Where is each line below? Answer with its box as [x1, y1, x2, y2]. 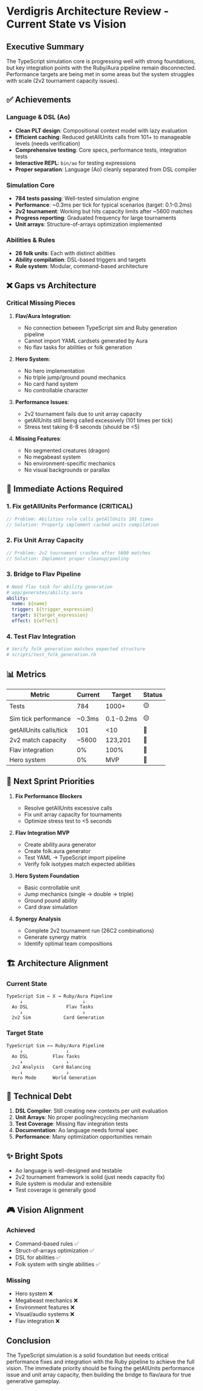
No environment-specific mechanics [24, 459, 115, 467]
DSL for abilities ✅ [15, 1253, 61, 1261]
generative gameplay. [6, 1377, 61, 1384]
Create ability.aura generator [24, 841, 96, 848]
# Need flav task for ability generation [6, 584, 113, 590]
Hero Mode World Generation [12, 1074, 97, 1081]
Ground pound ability [24, 897, 77, 904]
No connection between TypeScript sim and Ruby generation [24, 324, 177, 331]
